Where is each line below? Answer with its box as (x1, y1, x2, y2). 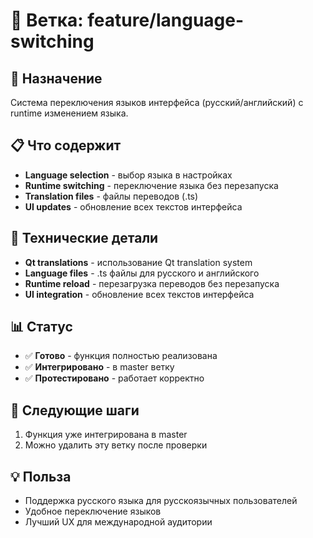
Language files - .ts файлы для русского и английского (24, 267, 260, 279)
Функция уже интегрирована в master (24, 429, 188, 441)
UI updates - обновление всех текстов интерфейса (24, 200, 243, 213)
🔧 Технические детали (10, 230, 159, 247)
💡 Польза (10, 468, 72, 485)
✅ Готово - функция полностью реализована (24, 350, 218, 362)
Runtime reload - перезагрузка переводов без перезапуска (24, 277, 280, 289)
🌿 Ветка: (10, 9, 84, 32)
